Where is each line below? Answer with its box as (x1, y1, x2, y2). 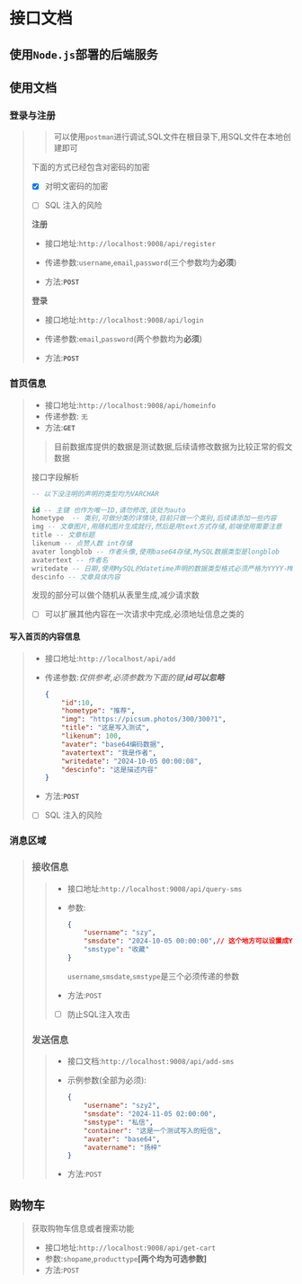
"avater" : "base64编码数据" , (61, 739, 164, 748)
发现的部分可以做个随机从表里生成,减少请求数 (31, 589, 200, 600)
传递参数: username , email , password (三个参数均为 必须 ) (44, 257, 237, 268)
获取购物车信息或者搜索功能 (31, 1223, 135, 1234)
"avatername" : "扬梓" (84, 1143, 162, 1152)
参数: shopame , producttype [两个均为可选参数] (44, 1253, 208, 1264)
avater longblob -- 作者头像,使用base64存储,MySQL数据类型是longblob (31, 547, 280, 556)
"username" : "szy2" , (84, 1102, 161, 1111)
